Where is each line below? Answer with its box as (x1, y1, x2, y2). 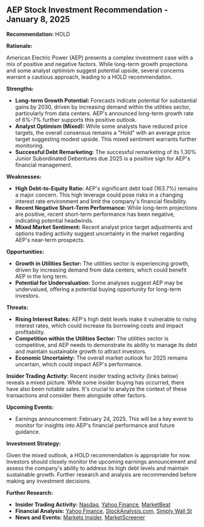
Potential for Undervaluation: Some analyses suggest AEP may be (15, 279, 183, 286)
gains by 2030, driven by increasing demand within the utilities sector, (15, 103, 191, 110)
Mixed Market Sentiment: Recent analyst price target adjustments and (15, 223, 193, 230)
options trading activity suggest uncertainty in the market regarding (15, 230, 185, 237)
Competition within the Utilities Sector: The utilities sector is (15, 335, 169, 342)
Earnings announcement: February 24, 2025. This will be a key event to (15, 415, 194, 422)
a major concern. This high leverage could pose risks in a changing (15, 191, 183, 198)
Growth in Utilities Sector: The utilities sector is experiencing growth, (15, 260, 189, 267)
